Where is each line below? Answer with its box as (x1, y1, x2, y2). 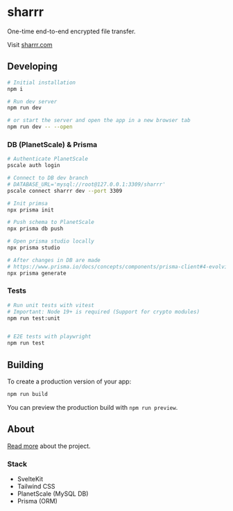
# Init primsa (7, 200, 49, 207)
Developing (7, 60, 58, 73)
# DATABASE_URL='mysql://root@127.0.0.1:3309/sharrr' (7, 181, 166, 188)
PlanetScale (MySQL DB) (17, 490, 89, 498)
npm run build (7, 391, 49, 398)
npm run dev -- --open (7, 123, 73, 130)
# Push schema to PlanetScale (7, 219, 95, 226)
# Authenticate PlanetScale (7, 155, 89, 163)
